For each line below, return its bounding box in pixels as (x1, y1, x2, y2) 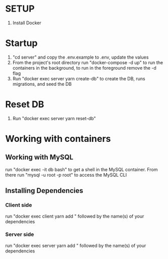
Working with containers (5, 133, 111, 144)
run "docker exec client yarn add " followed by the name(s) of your (5, 213, 144, 219)
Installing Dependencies (5, 186, 83, 195)
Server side (5, 231, 34, 238)
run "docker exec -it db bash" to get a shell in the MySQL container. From (5, 166, 158, 172)
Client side (5, 201, 32, 209)
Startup (5, 37, 38, 49)
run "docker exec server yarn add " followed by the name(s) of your (5, 242, 146, 248)
